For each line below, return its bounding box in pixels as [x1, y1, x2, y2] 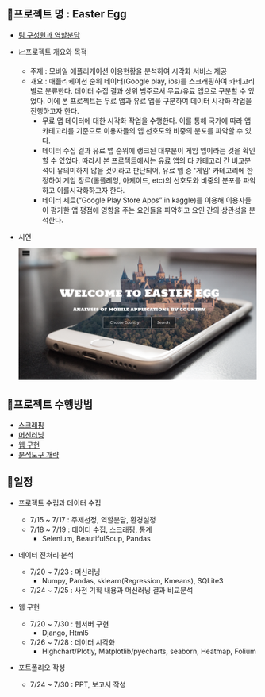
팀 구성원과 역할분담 [17, 30, 80, 40]
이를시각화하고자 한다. [56, 185, 125, 194]
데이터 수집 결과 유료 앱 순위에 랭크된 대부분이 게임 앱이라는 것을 [41, 145, 241, 155]
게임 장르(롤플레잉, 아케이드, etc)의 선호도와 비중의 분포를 [63, 175, 242, 185]
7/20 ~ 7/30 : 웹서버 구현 [29, 618, 109, 629]
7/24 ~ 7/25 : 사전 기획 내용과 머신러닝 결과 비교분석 [29, 585, 194, 595]
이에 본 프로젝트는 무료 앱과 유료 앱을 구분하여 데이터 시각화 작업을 [47, 96, 252, 106]
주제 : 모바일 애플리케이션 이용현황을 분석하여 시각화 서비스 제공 [29, 66, 227, 75]
